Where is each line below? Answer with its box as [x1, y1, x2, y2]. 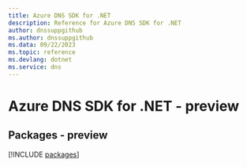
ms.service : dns [8, 63, 62, 71]
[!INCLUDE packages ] [8, 150, 80, 159]
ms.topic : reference [8, 48, 77, 56]
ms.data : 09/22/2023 [8, 41, 77, 49]
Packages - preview [8, 128, 108, 142]
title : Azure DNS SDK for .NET [8, 11, 111, 20]
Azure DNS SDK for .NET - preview [8, 97, 239, 115]
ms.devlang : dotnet [8, 56, 73, 64]
